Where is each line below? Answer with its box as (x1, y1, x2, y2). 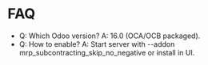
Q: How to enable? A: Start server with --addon (18, 39, 175, 48)
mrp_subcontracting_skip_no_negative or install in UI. (18, 48, 195, 57)
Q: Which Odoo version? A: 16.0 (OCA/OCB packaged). (18, 31, 201, 40)
